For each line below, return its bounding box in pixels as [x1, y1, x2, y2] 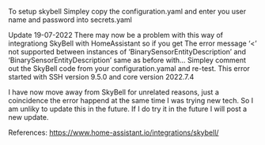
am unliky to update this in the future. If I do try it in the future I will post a [8, 104, 248, 113]
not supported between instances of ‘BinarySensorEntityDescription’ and [8, 47, 247, 56]
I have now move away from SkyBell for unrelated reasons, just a [8, 87, 219, 97]
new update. [8, 113, 49, 121]
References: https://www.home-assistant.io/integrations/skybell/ [8, 128, 219, 137]
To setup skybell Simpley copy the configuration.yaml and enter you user [8, 7, 247, 16]
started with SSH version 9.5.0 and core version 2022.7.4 [8, 72, 195, 81]
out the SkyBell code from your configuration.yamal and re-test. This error [8, 64, 251, 73]
